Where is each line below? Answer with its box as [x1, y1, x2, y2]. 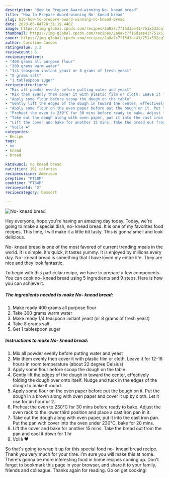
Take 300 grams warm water [12, 310, 72, 316]
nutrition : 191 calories [5, 166, 57, 171]
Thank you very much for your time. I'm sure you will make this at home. [5, 451, 155, 457]
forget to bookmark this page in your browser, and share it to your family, [5, 462, 157, 468]
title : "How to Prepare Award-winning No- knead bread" [5, 12, 125, 17]
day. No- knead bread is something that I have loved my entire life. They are [5, 254, 162, 260]
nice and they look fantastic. [5, 260, 64, 266]
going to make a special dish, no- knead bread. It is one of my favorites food [5, 223, 163, 229]
